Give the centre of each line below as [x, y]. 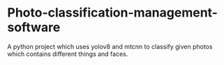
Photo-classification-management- [113, 13]
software [34, 27]
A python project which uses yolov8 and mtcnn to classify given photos [110, 46]
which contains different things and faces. [68, 54]
